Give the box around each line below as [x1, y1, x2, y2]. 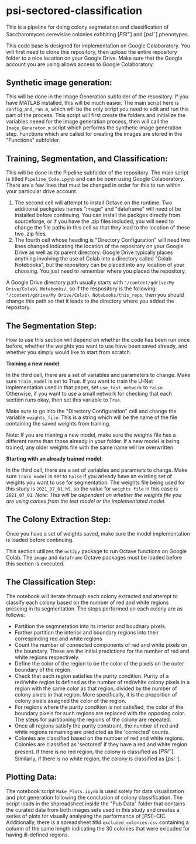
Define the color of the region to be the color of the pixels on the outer [14, 660, 184, 667]
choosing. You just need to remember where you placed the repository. [14, 267, 187, 275]
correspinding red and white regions [14, 635, 102, 642]
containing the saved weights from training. [6, 420, 111, 427]
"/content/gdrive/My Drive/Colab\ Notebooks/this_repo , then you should [6, 291, 184, 299]
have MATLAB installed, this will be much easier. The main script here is [6, 100, 180, 107]
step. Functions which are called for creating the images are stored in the [6, 131, 183, 138]
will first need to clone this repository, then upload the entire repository [6, 48, 177, 55]
